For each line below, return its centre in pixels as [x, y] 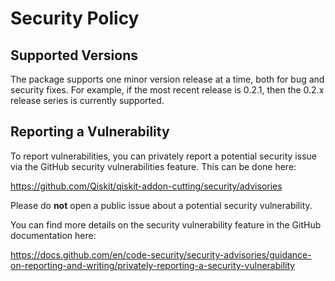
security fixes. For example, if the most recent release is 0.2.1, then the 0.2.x [167, 90]
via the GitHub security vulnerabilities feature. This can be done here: [153, 166]
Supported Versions [74, 55]
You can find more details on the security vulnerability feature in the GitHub [166, 224]
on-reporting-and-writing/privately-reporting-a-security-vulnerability [153, 265]
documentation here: [53, 235]
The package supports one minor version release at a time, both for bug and [167, 79]
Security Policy [75, 18]
